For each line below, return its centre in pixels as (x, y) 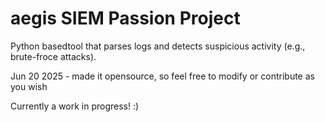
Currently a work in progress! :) (75, 106)
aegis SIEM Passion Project (125, 18)
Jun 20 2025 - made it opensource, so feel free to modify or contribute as (162, 76)
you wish (29, 86)
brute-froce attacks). (53, 56)
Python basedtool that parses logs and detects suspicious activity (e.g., (158, 46)
